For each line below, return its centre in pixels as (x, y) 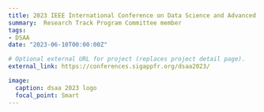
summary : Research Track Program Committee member (95, 23)
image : (19, 80)
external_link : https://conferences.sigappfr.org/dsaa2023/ (109, 67)
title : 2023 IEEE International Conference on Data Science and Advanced (132, 15)
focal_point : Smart (47, 95)
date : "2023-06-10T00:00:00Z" (58, 45)
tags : (17, 30)
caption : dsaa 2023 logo (56, 88)
